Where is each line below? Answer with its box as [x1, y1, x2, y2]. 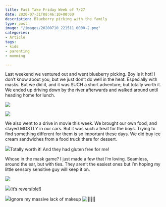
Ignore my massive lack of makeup [10, 196, 81, 202]
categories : [5, 30, 30, 35]
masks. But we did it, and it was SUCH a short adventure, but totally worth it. [5, 82, 162, 88]
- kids [5, 44, 19, 49]
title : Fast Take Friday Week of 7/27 [5, 7, 85, 12]
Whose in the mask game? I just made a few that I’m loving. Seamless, [5, 156, 149, 162]
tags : [5, 40, 16, 45]
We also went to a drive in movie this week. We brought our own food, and [5, 120, 157, 126]
